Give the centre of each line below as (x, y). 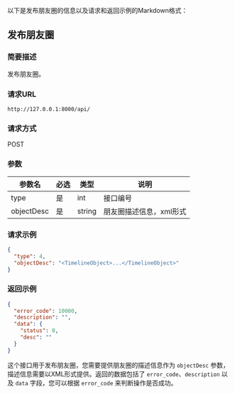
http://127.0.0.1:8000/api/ (49, 109)
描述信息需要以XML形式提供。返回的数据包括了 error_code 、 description (114, 374)
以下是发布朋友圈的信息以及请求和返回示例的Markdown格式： (98, 10)
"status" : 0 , (39, 331)
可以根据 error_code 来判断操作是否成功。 (116, 383)
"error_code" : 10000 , (46, 311)
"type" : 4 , (30, 256)
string (87, 211)
